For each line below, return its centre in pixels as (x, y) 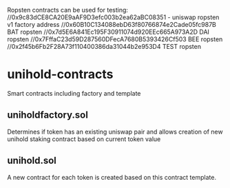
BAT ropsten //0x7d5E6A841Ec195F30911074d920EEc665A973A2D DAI (108, 32)
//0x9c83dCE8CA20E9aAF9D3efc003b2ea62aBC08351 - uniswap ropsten (113, 17)
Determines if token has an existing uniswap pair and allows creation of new (115, 132)
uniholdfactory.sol (48, 115)
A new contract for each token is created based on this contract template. (112, 177)
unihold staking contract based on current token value (84, 139)
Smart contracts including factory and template (74, 93)
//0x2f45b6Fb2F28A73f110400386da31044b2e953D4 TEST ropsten (104, 46)
